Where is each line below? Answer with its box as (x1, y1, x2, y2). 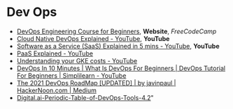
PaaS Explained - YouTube (16, 49, 94, 58)
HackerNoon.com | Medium (16, 86, 97, 94)
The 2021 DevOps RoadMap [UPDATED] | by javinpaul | (16, 78, 176, 87)
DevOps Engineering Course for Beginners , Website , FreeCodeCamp (16, 27, 217, 35)
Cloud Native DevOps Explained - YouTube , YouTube (16, 34, 170, 42)
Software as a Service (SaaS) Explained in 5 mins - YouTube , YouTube (16, 42, 220, 50)
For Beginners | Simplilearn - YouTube (16, 71, 127, 80)
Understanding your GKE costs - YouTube (16, 56, 138, 65)
